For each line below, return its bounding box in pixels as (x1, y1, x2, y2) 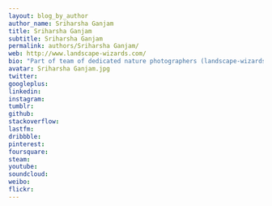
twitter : (8, 72, 38, 80)
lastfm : (8, 125, 35, 133)
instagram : (8, 95, 45, 103)
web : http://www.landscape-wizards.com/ (8, 49, 147, 58)
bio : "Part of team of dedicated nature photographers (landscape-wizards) (8, 58, 270, 66)
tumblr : (8, 102, 35, 110)
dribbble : (8, 132, 42, 140)
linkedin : (8, 87, 42, 96)
